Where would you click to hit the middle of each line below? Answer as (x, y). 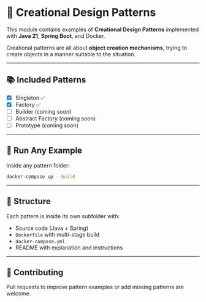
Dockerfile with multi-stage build (57, 234)
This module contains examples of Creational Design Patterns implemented (103, 29)
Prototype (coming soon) (47, 125)
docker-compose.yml (40, 241)
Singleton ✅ (30, 98)
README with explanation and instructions (69, 248)
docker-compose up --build (41, 177)
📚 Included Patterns (46, 80)
